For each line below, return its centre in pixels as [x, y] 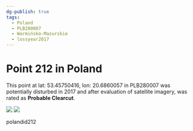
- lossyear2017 [30, 39]
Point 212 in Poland [54, 69]
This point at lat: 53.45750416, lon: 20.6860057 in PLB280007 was [88, 85]
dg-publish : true [28, 12]
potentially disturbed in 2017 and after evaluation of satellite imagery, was [97, 91]
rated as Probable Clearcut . [41, 98]
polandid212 [21, 121]
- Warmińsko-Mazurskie [40, 34]
